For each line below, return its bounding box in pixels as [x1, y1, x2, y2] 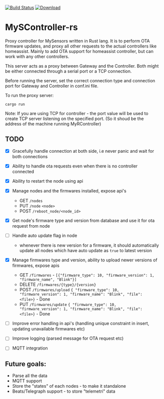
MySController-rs [5, 22, 78, 33]
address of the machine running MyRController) [5, 120, 101, 127]
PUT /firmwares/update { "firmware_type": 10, [19, 302, 117, 307]
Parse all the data [12, 373, 47, 379]
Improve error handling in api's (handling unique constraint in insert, [12, 321, 149, 327]
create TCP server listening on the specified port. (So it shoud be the [5, 116, 144, 121]
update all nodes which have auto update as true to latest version [19, 248, 152, 254]
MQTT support [12, 378, 43, 384]
